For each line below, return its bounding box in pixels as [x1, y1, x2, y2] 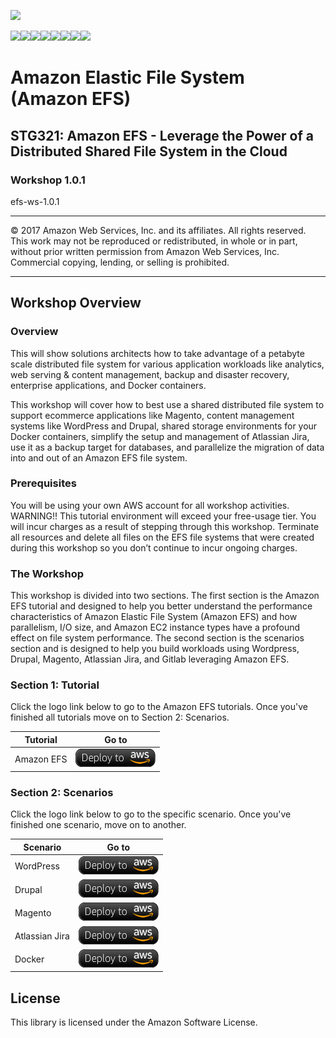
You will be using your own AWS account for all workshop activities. [10, 499, 290, 511]
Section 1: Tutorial [10, 678, 100, 692]
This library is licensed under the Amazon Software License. [10, 1016, 258, 1029]
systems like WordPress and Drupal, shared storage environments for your [10, 420, 318, 432]
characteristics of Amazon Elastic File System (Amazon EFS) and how [10, 611, 298, 623]
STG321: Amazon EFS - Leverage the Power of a [10, 127, 314, 144]
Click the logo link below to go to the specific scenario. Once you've [10, 808, 292, 820]
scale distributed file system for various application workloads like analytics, [10, 358, 325, 370]
